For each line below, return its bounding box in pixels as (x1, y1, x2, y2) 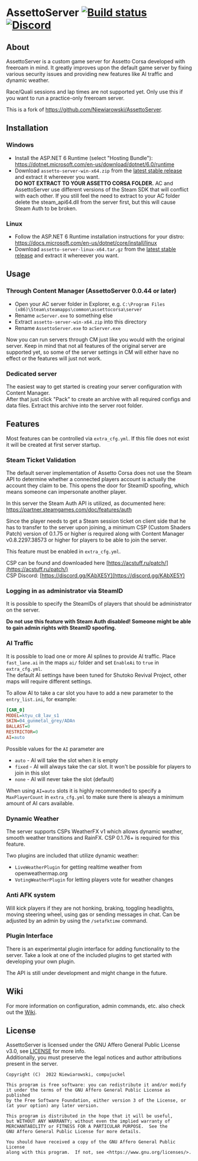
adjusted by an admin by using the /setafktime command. (6, 917, 148, 924)
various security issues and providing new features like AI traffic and (6, 71, 173, 77)
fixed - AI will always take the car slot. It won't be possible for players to (14, 763, 191, 770)
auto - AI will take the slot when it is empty (14, 756, 118, 764)
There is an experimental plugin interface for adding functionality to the (6, 945, 180, 952)
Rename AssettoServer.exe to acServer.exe (14, 324, 121, 331)
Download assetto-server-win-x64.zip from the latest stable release (14, 167, 182, 174)
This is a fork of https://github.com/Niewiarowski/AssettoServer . (6, 106, 163, 113)
